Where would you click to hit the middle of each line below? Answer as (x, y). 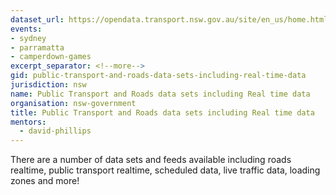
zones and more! (45, 181)
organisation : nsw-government (73, 103)
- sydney (28, 38)
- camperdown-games (51, 57)
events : (26, 29)
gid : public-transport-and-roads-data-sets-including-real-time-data (158, 76)
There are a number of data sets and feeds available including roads (151, 160)
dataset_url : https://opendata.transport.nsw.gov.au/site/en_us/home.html (169, 19)
